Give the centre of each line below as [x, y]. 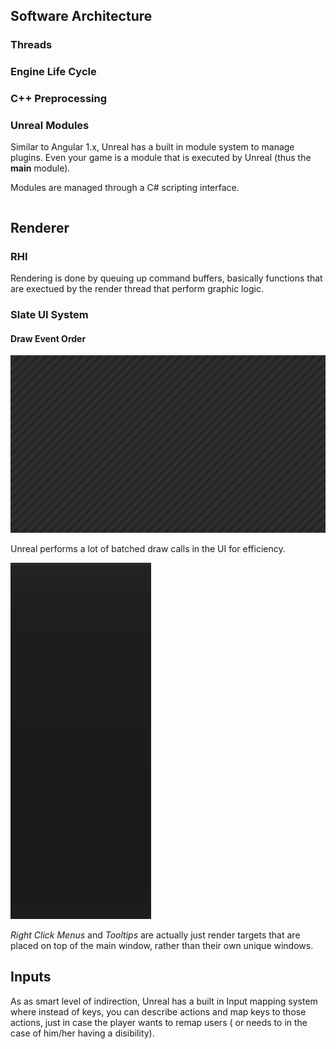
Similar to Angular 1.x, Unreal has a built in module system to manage [152, 147]
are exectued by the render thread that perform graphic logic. [137, 289]
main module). [40, 168]
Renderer [40, 227]
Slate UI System [49, 315]
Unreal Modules [50, 126]
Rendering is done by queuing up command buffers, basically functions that [166, 278]
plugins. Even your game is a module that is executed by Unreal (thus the [161, 158]
